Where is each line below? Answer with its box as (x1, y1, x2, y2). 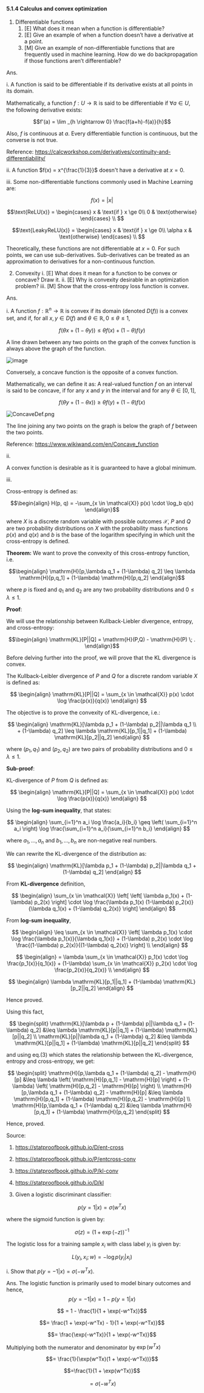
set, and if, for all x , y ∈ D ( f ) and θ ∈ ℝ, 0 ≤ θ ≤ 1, (6, 314, 131, 322)
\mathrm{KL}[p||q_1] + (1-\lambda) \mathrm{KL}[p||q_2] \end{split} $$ (14, 1039, 190, 1047)
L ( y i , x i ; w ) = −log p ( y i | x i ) (72, 1254, 132, 1262)
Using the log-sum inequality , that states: (6, 807, 112, 814)
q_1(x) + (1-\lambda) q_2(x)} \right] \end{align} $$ (52, 905, 176, 912)
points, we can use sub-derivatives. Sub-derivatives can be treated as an (6, 252, 190, 259)
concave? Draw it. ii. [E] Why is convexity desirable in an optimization (15, 276, 189, 283)
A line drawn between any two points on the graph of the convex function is (6, 338, 196, 345)
